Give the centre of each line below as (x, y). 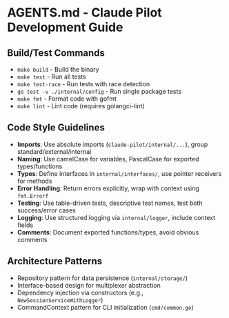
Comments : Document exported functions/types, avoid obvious (108, 232)
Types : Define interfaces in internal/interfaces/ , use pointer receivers (119, 173)
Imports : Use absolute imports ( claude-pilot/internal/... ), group (112, 144)
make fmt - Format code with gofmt (67, 99)
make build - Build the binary (58, 69)
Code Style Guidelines (56, 128)
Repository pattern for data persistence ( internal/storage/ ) (102, 278)
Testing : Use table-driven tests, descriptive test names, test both (110, 203)
